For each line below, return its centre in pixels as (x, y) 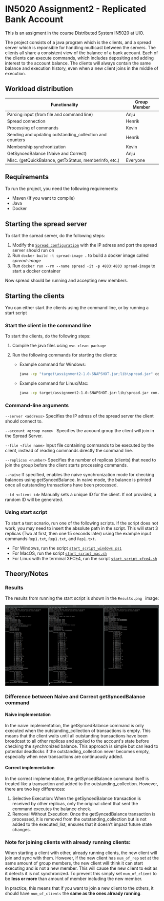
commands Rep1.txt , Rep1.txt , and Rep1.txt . (51, 539)
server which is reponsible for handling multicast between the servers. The (81, 47)
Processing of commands (33, 128)
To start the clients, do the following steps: (48, 336)
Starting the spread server (46, 224)
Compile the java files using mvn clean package (59, 346)
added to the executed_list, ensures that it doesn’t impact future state (82, 824)
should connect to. (24, 421)
